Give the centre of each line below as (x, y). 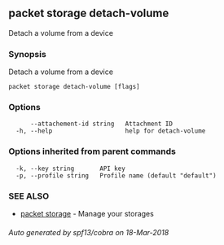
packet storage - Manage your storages (87, 214)
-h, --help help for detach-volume (111, 131)
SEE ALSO (29, 196)
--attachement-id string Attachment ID (101, 124)
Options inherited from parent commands (92, 151)
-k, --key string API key (71, 168)
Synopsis (27, 54)
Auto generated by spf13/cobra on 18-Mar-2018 (89, 232)
